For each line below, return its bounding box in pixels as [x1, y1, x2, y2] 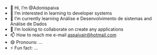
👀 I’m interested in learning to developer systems [10, 10, 112, 16]
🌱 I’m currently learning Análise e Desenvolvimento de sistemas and [10, 16, 152, 21]
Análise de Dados [10, 21, 47, 27]
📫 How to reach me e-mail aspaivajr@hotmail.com [10, 32, 116, 38]
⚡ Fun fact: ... [10, 45, 38, 50]
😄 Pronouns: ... [10, 39, 43, 45]
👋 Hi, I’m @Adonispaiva [10, 5, 59, 11]
